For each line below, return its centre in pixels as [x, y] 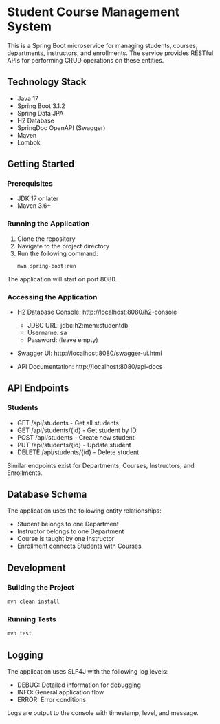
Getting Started [41, 164]
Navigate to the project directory [63, 246]
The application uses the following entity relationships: [84, 511]
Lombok [29, 142]
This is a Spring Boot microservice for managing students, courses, [102, 45]
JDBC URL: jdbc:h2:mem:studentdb [78, 325]
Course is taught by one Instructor [66, 539]
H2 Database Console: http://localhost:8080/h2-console [97, 312]
